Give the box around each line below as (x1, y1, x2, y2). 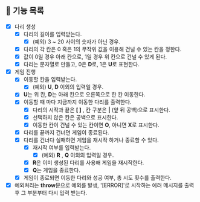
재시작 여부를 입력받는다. (32, 144, 91, 151)
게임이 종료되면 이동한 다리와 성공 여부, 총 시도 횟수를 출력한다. (23, 174, 172, 181)
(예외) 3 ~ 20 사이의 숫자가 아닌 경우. (32, 38, 121, 45)
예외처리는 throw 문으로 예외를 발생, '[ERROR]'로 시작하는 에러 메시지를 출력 (14, 181, 195, 189)
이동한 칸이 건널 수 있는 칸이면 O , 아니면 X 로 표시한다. (32, 121, 160, 128)
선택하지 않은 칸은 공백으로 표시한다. (32, 113, 118, 121)
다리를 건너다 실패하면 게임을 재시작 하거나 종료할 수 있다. (23, 136, 160, 144)
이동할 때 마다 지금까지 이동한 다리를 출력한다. (23, 98, 132, 106)
